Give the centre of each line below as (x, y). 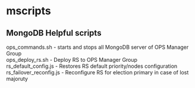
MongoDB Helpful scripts (54, 33)
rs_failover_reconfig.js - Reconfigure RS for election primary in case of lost (97, 72)
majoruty (17, 79)
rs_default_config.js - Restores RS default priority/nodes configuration (92, 66)
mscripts (29, 11)
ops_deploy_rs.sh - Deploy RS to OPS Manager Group (72, 60)
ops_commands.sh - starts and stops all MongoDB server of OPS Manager (97, 47)
